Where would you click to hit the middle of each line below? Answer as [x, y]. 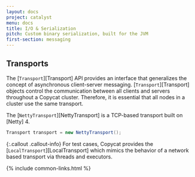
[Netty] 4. [18, 121]
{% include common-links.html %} [49, 168]
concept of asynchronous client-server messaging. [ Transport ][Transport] [98, 84]
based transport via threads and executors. [59, 157]
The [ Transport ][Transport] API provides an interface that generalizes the [97, 78]
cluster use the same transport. [45, 103]
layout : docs [22, 12]
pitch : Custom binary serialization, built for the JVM [77, 34]
